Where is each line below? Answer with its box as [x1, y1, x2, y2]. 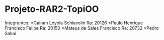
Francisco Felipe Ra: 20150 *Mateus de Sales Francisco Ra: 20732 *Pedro [5, 25, 159, 31]
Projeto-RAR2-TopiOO [5, 3, 99, 15]
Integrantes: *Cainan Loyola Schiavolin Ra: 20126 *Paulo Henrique [5, 20, 143, 26]
